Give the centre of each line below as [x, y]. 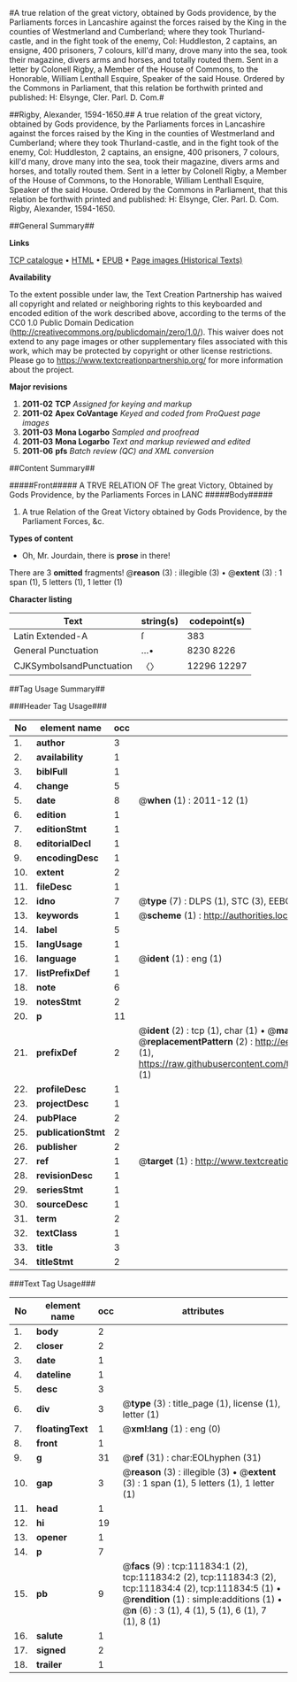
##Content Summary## [52, 468]
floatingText [62, 1429]
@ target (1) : [166, 1161]
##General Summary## [52, 226]
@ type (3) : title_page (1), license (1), [202, 1404]
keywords [58, 915]
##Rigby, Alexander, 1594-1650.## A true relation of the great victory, [136, 115]
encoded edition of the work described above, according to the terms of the [148, 313]
